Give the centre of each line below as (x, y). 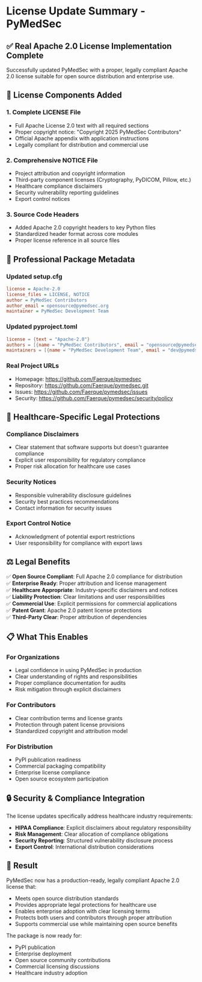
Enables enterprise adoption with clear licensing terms (82, 911)
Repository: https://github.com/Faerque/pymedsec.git (81, 385)
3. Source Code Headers (43, 214)
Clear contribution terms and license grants (69, 718)
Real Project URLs (32, 366)
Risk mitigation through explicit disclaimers (68, 690)
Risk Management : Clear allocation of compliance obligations (91, 834)
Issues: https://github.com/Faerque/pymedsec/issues (81, 392)
